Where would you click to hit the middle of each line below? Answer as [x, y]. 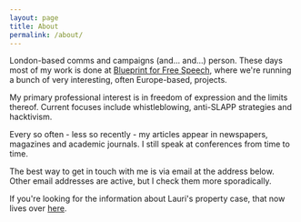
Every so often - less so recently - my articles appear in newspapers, [139, 135]
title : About [34, 26]
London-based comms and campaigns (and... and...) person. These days [146, 61]
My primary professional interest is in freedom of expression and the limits [149, 97]
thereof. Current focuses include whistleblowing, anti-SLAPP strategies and [151, 107]
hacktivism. [31, 117]
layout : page [34, 18]
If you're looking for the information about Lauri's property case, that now [147, 199]
